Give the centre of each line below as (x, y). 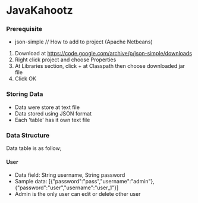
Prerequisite (24, 29)
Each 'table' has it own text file (52, 120)
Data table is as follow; (34, 148)
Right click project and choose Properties (65, 60)
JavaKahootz (40, 10)
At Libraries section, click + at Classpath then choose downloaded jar (100, 66)
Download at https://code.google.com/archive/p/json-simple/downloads (103, 54)
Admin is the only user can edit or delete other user (78, 194)
